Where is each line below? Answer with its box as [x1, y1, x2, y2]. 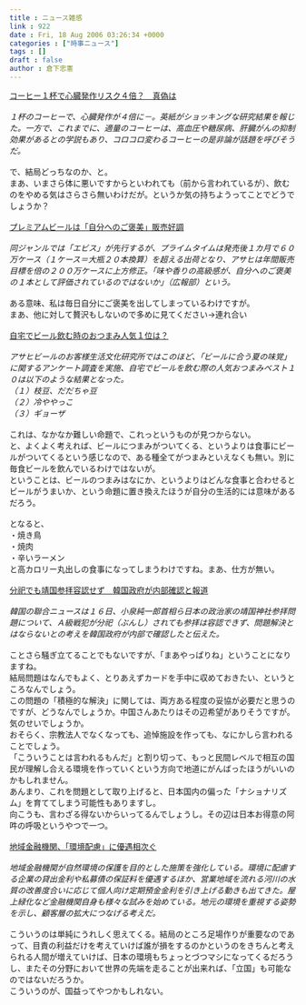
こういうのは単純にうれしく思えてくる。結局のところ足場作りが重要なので [9, 929, 288, 940]
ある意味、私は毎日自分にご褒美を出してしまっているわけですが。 [9, 297, 255, 308]
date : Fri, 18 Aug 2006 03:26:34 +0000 [9, 30, 165, 39]
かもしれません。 [9, 774, 74, 785]
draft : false [9, 55, 64, 65]
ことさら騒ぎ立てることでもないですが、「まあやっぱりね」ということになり [9, 649, 291, 660]
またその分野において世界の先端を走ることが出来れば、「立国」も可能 [25, 962, 284, 973]
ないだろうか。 [33, 974, 89, 985]
